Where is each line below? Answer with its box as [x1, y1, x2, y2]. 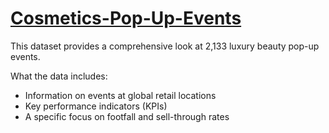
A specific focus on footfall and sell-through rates [24, 110, 230, 122]
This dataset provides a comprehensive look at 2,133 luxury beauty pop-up [10, 40, 320, 52]
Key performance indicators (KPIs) [24, 100, 168, 112]
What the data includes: [10, 70, 108, 82]
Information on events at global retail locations [24, 89, 217, 101]
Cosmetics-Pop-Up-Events [10, 7, 242, 30]
